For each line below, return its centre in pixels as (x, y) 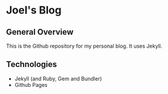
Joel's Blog (34, 10)
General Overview (40, 32)
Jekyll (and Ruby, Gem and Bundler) (58, 78)
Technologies (32, 64)
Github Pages (31, 85)
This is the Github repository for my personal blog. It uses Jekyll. (84, 46)
